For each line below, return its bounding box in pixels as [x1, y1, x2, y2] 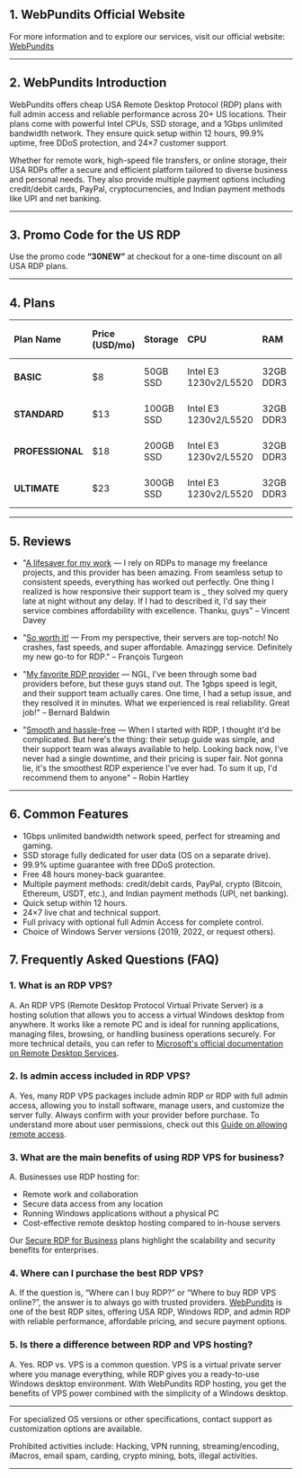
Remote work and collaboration [22, 1189, 139, 1200]
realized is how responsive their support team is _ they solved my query [22, 587, 289, 597]
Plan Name [13, 333, 61, 345]
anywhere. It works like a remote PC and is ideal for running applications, [9, 1018, 280, 1029]
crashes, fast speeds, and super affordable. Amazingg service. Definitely [22, 642, 293, 653]
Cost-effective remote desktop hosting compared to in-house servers [22, 1218, 281, 1229]
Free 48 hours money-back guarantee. [22, 868, 166, 880]
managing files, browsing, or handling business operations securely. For [9, 1028, 276, 1039]
